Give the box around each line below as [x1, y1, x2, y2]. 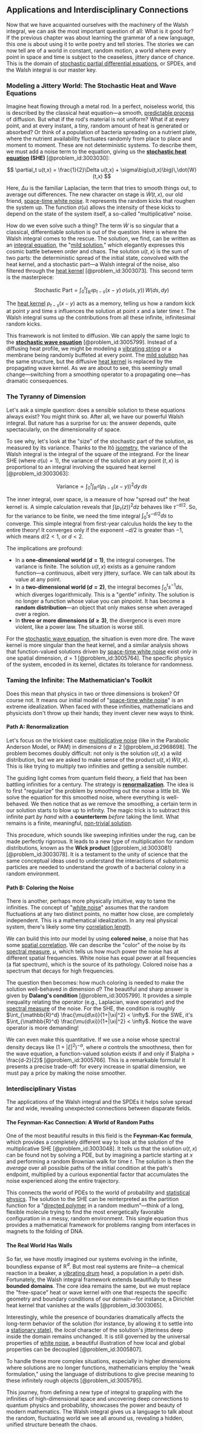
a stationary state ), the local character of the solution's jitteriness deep [6, 1327, 184, 1334]
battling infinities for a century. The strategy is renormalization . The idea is [6, 781, 194, 788]
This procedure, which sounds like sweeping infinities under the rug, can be [6, 831, 196, 838]
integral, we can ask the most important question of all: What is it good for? [6, 27, 194, 35]
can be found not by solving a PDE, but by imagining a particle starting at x [6, 1151, 193, 1159]
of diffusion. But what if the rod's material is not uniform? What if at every [6, 115, 190, 123]
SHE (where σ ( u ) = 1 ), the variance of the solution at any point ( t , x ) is [6, 457, 179, 464]
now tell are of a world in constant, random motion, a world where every [6, 47, 187, 54]
